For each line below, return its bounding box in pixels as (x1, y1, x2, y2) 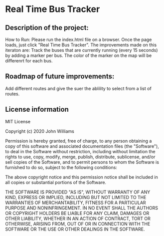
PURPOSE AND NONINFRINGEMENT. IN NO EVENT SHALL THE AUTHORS (5, 205, 159, 211)
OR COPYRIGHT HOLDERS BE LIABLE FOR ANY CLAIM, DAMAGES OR (5, 210, 150, 216)
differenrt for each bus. (5, 58, 53, 63)
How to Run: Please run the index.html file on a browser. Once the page (5, 36, 152, 42)
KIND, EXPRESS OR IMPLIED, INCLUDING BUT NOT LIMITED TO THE (5, 194, 147, 200)
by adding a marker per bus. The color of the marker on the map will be (5, 52, 152, 58)
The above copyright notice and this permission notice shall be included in (5, 174, 158, 180)
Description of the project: (5, 23, 89, 32)
